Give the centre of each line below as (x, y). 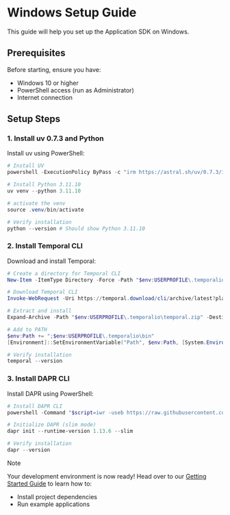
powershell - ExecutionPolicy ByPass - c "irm (72, 173)
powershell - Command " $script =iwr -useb (66, 412)
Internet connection (45, 97)
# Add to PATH (27, 329)
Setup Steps (34, 119)
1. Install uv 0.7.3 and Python (55, 138)
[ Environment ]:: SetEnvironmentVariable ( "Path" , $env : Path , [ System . (107, 342)
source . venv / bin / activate (46, 210)
